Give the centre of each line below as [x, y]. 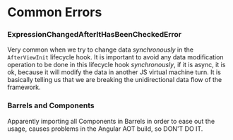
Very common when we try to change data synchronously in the [101, 49]
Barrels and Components [51, 105]
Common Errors [55, 12]
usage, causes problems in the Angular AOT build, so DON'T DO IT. [105, 129]
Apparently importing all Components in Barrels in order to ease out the [111, 121]
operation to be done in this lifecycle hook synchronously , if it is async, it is [116, 65]
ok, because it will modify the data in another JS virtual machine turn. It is [114, 72]
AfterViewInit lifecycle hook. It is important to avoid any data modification [115, 57]
